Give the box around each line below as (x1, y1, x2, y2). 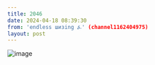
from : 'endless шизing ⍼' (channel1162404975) (7, 23, 149, 30)
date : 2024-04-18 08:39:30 (7, 17, 87, 24)
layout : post (7, 30, 46, 37)
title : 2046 (7, 10, 42, 18)
